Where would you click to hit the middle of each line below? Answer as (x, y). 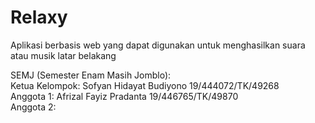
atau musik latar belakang (63, 55)
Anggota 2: (33, 107)
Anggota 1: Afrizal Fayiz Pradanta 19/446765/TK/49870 (124, 96)
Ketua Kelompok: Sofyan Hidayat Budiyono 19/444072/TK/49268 (145, 85)
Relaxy (39, 17)
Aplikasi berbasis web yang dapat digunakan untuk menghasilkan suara (158, 45)
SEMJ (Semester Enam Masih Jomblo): (91, 75)
